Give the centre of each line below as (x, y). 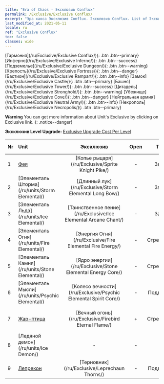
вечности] (105, 286)
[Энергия (87, 234)
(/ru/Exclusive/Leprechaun (94, 368)
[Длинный (89, 181)
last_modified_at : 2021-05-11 (36, 23)
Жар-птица (31, 318)
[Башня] (122, 81)
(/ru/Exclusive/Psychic (94, 293)
